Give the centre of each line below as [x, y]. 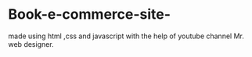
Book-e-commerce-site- [89, 14]
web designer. [31, 44]
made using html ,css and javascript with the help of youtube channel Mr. [126, 36]
